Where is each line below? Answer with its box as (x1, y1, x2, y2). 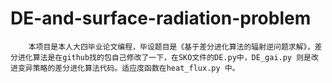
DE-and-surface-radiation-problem (10, 7, 312, 30)
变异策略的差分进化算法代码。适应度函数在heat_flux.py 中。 (17, 63, 240, 73)
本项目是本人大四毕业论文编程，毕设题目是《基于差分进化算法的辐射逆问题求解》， (28, 42, 315, 52)
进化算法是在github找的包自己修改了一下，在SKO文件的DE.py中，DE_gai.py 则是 (17, 52, 312, 62)
